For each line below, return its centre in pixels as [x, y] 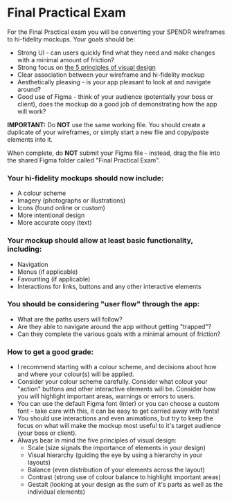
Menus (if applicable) [47, 272]
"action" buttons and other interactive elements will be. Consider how [116, 389]
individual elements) [56, 492]
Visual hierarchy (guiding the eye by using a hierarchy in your [115, 455]
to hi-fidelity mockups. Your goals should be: [71, 39]
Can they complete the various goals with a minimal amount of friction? [119, 334]
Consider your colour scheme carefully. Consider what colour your [112, 382]
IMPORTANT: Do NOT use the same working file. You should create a [106, 124]
